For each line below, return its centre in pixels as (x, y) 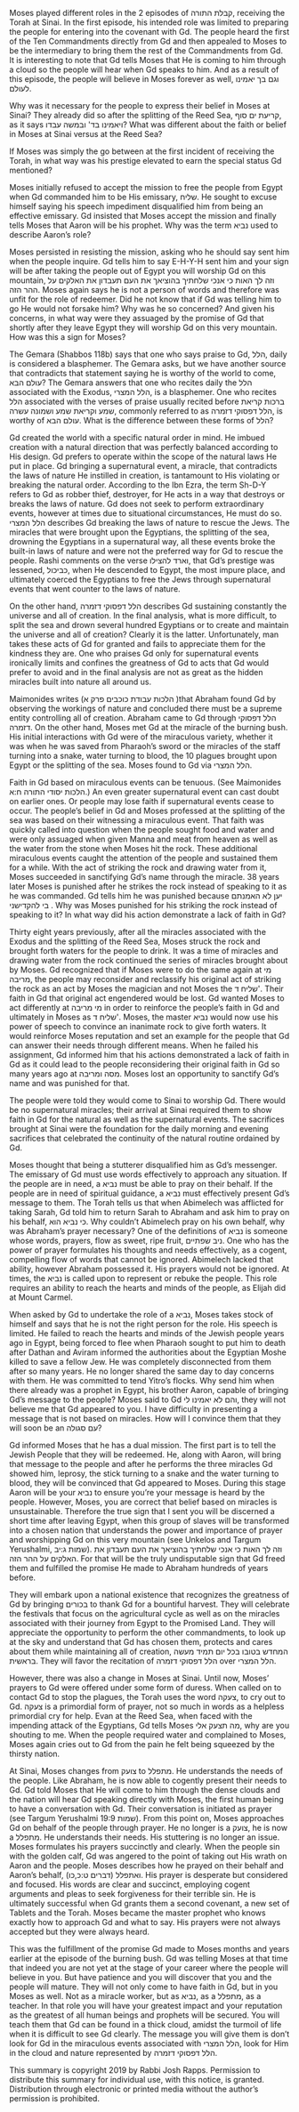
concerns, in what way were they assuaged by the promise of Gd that (137, 318)
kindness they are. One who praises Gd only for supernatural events (134, 653)
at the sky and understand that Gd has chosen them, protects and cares (141, 1642)
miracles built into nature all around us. (81, 681)
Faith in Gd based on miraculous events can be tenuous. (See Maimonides (145, 782)
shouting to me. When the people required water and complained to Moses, (148, 1735)
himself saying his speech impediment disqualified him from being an (136, 206)
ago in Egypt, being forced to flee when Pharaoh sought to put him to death (148, 1343)
